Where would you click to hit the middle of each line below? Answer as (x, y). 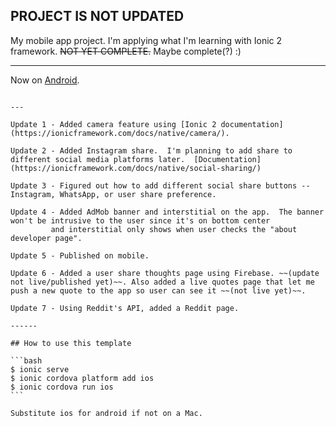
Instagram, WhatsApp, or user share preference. (113, 194)
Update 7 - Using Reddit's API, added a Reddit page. (125, 308)
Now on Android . (45, 80)
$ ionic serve (40, 369)
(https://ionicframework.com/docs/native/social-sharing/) (136, 168)
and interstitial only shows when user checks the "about (174, 229)
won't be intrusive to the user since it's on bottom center (140, 220)
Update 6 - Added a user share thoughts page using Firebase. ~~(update (165, 273)
